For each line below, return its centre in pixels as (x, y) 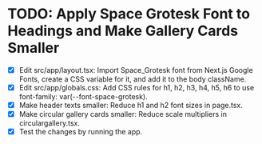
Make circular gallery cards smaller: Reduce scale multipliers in (123, 114)
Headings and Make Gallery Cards (123, 31)
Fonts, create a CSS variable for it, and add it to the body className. (133, 79)
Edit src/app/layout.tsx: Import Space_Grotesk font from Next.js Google (136, 70)
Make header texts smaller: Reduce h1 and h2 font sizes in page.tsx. (131, 106)
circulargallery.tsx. (50, 123)
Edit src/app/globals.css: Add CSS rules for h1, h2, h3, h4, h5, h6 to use (137, 88)
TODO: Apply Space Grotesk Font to (129, 14)
